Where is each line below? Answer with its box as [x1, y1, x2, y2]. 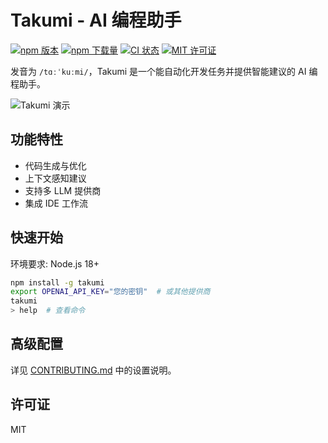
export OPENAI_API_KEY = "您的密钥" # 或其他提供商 [10, 287, 211, 297]
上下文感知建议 [24, 172, 87, 184]
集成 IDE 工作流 [24, 197, 88, 209]
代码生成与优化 [24, 159, 87, 171]
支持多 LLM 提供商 [24, 184, 102, 196]
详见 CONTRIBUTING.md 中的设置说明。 [10, 364, 177, 376]
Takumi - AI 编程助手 [10, 9, 182, 32]
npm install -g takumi [10, 277, 105, 288]
